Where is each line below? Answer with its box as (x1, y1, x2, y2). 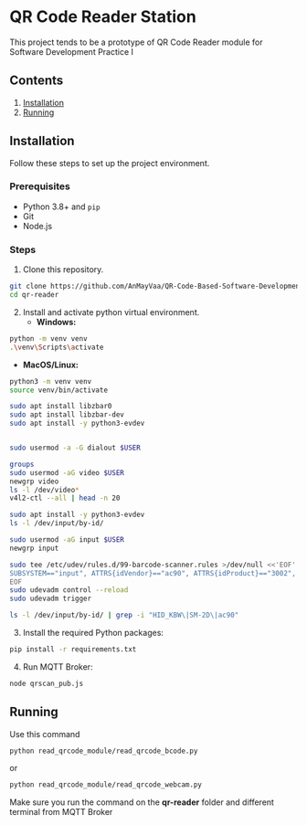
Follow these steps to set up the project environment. (9, 157, 210, 168)
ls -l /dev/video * (9, 485, 79, 494)
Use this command (9, 728, 80, 739)
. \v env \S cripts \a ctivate (9, 343, 104, 352)
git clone (9, 281, 48, 291)
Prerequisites (9, 180, 70, 193)
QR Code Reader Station (9, 6, 196, 27)
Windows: (36, 316, 77, 327)
